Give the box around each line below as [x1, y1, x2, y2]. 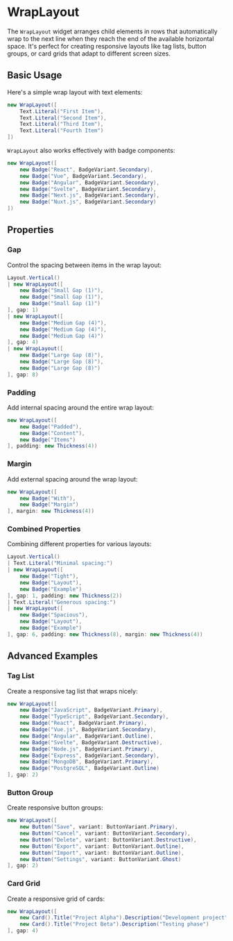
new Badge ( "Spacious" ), [19, 612, 89, 619]
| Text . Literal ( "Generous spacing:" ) [7, 598, 116, 605]
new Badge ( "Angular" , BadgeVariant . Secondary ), [19, 179, 159, 186]
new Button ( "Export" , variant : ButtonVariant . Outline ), [19, 842, 185, 850]
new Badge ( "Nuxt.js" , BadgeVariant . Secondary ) [19, 199, 157, 206]
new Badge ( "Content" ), [19, 429, 85, 436]
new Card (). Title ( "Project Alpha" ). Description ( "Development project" [19, 915, 228, 922]
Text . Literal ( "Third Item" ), [19, 121, 104, 128]
